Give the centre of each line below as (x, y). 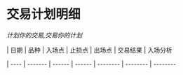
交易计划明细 (44, 14)
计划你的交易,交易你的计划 (45, 35)
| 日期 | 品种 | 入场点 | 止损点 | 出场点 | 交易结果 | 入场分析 (89, 50)
